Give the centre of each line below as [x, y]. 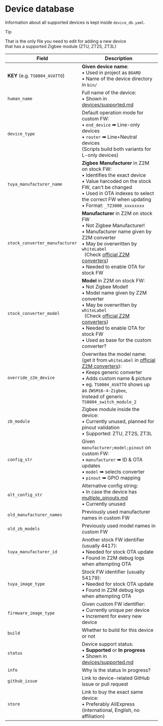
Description [119, 58]
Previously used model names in [119, 526]
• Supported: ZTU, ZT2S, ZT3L [117, 433]
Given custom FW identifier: [114, 604]
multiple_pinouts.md [105, 497]
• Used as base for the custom [117, 340]
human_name [20, 99]
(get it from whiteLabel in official [119, 360]
